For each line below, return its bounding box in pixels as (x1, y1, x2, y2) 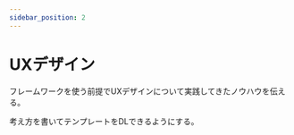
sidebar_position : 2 (9, 13, 87, 22)
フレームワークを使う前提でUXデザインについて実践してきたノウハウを (9, 86, 271, 97)
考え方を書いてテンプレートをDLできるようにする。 (9, 115, 199, 126)
